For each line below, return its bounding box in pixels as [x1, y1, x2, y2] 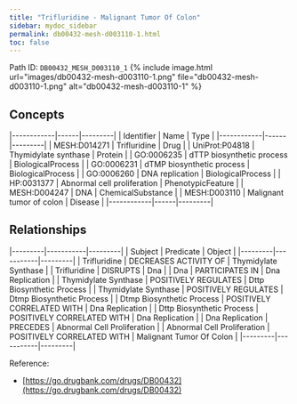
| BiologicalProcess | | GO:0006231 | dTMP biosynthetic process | [9, 159, 251, 170]
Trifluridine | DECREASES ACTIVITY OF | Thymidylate [82, 255, 278, 266]
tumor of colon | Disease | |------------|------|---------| [9, 197, 213, 207]
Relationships [9, 222, 87, 238]
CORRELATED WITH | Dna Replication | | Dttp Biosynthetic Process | [9, 303, 260, 313]
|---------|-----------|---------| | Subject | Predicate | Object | [9, 246, 237, 256]
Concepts [9, 107, 65, 122]
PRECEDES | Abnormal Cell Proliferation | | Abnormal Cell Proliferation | [9, 321, 270, 332]
